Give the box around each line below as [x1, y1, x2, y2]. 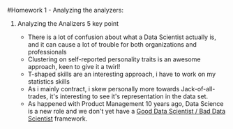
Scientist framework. [27, 114, 88, 123]
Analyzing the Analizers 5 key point [17, 20, 119, 27]
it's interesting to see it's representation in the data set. [50, 92, 208, 100]
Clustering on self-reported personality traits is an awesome [27, 55, 201, 63]
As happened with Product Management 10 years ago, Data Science [27, 100, 224, 107]
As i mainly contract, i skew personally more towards [27, 85, 180, 93]
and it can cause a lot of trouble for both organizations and [27, 40, 197, 48]
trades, [27, 92, 49, 100]
